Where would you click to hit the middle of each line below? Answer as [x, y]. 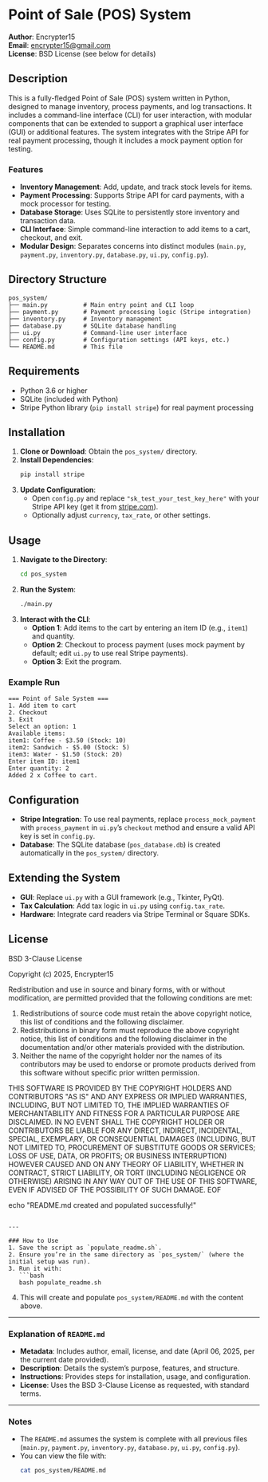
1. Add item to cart [43, 706]
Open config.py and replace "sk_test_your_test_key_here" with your [145, 498]
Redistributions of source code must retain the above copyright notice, [136, 1013]
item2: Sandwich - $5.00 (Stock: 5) [69, 748]
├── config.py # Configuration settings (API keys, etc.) [119, 340]
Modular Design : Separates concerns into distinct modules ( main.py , [133, 246]
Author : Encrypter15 [42, 37]
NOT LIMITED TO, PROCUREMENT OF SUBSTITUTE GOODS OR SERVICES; [132, 1147]
